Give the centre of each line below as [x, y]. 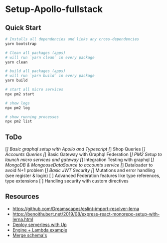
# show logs [17, 103]
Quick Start [23, 28]
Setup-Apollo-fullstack [54, 9]
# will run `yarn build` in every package [50, 76]
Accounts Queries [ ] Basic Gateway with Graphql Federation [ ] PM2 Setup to [83, 154]
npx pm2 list [19, 121]
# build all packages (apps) [35, 71]
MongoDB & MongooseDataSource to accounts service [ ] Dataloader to [79, 165]
